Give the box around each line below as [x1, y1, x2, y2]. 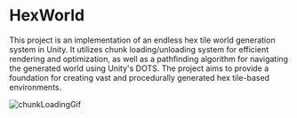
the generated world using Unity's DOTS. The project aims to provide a [9, 63, 269, 74]
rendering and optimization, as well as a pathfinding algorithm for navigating [9, 53, 289, 64]
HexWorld [9, 5, 85, 26]
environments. [9, 82, 62, 92]
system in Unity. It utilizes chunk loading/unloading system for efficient [9, 43, 269, 54]
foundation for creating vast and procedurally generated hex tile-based [9, 72, 269, 83]
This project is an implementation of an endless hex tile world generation [9, 35, 276, 45]
